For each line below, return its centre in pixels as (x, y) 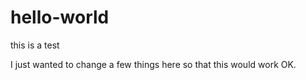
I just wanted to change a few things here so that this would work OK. (153, 64)
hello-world (60, 17)
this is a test (35, 45)
